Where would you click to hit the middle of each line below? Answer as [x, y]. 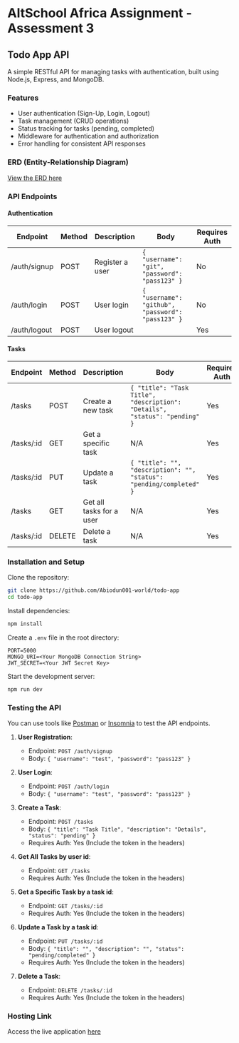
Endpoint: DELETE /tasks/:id [70, 990]
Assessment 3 [51, 28]
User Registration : [45, 737]
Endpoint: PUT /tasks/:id [65, 941]
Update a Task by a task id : [58, 927]
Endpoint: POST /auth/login [69, 786]
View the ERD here [35, 178]
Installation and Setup [46, 562]
